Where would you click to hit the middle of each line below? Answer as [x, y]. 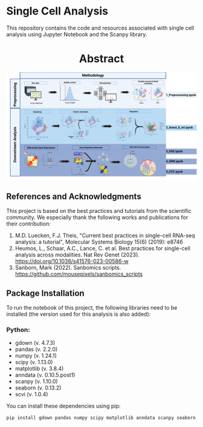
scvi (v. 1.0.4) [31, 394]
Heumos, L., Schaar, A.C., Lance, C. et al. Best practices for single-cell [102, 249]
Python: [18, 330]
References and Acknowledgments [74, 196]
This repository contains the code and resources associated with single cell [100, 28]
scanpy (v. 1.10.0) [37, 382]
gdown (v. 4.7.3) [35, 343]
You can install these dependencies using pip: [63, 406]
